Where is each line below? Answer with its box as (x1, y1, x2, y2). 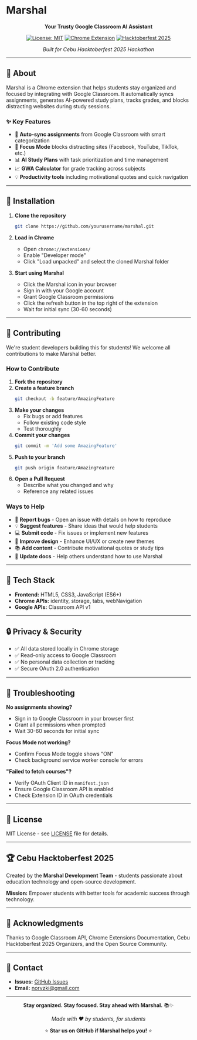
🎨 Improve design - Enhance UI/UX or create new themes (14, 538, 155, 545)
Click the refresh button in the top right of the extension (23, 299, 158, 306)
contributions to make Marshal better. (6, 350, 97, 357)
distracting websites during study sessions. (6, 102, 111, 109)
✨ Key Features (6, 117, 51, 125)
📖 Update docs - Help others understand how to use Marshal (14, 552, 163, 559)
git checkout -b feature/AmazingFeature (14, 395, 115, 402)
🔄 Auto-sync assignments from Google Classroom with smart (14, 131, 166, 138)
